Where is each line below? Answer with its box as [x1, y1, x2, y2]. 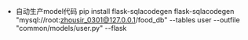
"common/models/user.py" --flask [15, 24, 127, 32]
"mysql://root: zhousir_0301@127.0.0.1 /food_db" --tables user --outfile [15, 15, 241, 25]
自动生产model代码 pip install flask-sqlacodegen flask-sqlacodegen [15, 7, 235, 15]
